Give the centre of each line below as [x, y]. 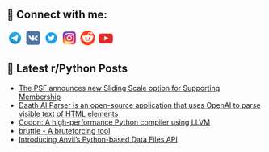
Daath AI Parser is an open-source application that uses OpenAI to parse [139, 105]
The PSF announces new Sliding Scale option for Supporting [119, 88]
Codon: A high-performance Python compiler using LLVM [114, 122]
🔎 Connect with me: [57, 15]
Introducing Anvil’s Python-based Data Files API [98, 139]
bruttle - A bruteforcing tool [64, 130]
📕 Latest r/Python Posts [67, 69]
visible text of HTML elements [68, 113]
